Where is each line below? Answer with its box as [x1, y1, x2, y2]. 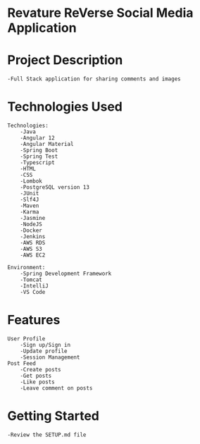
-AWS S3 [20, 245, 42, 253]
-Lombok [20, 178, 42, 185]
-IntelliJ [20, 283, 49, 290]
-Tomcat [20, 276, 42, 283]
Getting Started [7, 408, 100, 424]
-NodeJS [20, 221, 42, 228]
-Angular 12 [20, 135, 55, 142]
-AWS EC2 [20, 252, 46, 259]
